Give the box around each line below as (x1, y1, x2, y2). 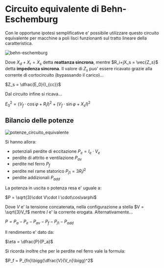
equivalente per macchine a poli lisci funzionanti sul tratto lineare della (5, 35, 147, 41)
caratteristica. (5, 40, 33, 46)
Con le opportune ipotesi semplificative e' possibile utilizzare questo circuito (5, 30, 159, 36)
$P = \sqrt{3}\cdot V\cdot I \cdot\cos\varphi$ (5, 194, 97, 201)
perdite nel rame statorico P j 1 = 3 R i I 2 (12, 167, 86, 175)
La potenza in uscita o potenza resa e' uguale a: (5, 185, 102, 191)
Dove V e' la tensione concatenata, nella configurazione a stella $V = (5, 204, 144, 210)
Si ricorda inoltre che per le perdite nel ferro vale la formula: (5, 248, 126, 254)
